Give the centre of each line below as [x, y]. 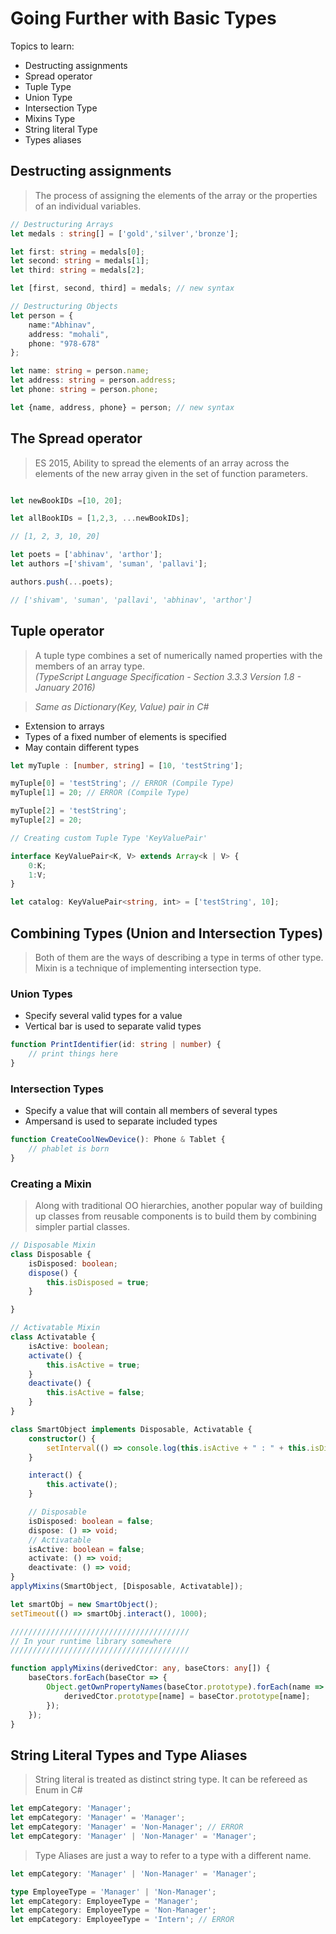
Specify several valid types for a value [103, 1016]
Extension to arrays [64, 726]
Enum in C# [58, 1790]
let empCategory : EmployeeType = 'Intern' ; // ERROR [122, 1920]
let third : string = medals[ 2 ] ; [77, 270]
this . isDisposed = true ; [98, 1282]
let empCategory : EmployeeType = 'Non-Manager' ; [113, 1910]
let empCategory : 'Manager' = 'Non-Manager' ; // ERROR [127, 1827]
